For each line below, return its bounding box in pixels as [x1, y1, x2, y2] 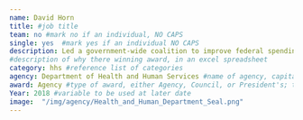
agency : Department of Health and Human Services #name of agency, [9, 72, 269, 81]
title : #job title [9, 22, 78, 31]
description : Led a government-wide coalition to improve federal [9, 47, 264, 56]
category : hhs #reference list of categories [9, 64, 183, 73]
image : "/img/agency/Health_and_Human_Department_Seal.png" [9, 97, 244, 106]
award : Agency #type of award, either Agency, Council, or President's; [9, 80, 289, 89]
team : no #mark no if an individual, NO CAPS [9, 30, 183, 39]
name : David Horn [9, 13, 75, 23]
